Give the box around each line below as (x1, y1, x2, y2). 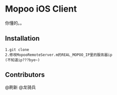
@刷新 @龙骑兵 (5, 84, 36, 90)
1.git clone (5, 47, 29, 52)
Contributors (5, 71, 45, 79)
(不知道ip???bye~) (5, 57, 40, 63)
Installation (5, 34, 40, 43)
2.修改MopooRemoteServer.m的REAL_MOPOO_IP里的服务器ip (5, 52, 113, 57)
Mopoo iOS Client (5, 3, 77, 15)
